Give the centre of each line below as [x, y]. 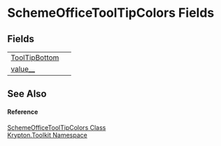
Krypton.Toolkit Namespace [47, 135]
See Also [27, 94]
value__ [23, 69]
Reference [23, 112]
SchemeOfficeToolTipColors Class [57, 127]
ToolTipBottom [35, 58]
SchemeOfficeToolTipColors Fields [111, 13]
